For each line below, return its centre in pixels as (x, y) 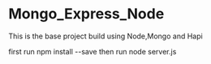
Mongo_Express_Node (86, 14)
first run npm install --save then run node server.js (93, 51)
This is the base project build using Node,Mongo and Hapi (105, 36)
